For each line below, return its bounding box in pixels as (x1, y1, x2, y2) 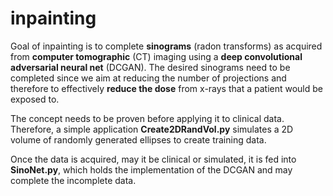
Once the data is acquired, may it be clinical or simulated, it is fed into (10, 153, 297, 165)
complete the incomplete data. (10, 174, 137, 186)
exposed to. (10, 93, 60, 105)
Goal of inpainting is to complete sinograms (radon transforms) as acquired (10, 40, 323, 52)
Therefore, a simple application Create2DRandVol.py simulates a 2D (10, 123, 294, 135)
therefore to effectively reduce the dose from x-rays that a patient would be (10, 82, 323, 94)
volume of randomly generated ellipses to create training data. (10, 133, 267, 146)
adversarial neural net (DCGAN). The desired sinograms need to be (10, 61, 291, 73)
